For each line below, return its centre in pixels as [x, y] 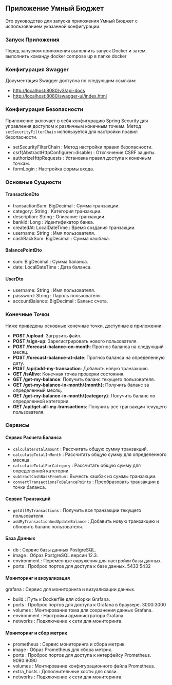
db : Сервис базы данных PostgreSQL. [54, 550]
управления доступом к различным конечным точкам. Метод [73, 126]
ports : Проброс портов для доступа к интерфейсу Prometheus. [82, 655]
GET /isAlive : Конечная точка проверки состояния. [69, 374]
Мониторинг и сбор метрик [36, 633]
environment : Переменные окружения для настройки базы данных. [87, 561]
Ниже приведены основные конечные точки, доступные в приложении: [84, 326]
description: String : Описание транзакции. [59, 216]
